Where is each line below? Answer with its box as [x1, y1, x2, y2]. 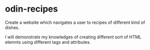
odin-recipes [5, 3, 58, 15]
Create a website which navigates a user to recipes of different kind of [5, 19, 145, 25]
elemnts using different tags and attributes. [5, 39, 91, 45]
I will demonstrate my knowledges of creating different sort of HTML [5, 34, 142, 40]
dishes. [5, 24, 20, 30]
